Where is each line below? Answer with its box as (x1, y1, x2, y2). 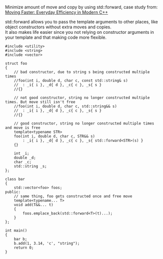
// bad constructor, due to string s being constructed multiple (14, 70, 150, 74)
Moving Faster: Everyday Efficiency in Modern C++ (5, 9, 108, 15)
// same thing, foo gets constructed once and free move (14, 194, 133, 199)
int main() (5, 228, 27, 233)
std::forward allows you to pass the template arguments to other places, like (5, 19, 158, 24)
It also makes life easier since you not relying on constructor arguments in (5, 29, 154, 35)
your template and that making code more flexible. (5, 34, 107, 40)
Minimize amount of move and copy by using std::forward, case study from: (5, 4, 158, 10)
